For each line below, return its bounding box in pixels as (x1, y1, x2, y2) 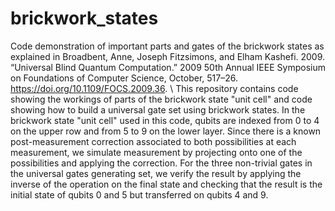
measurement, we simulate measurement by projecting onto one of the (10, 146, 303, 158)
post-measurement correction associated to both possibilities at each (10, 135, 297, 147)
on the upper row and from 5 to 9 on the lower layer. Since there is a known (10, 125, 322, 137)
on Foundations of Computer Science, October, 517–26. (10, 72, 238, 84)
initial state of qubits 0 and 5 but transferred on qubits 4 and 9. (10, 188, 269, 201)
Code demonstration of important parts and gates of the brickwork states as (10, 40, 325, 52)
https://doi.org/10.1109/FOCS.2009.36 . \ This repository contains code (10, 82, 299, 94)
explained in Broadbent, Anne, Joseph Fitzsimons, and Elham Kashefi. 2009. (10, 50, 326, 62)
